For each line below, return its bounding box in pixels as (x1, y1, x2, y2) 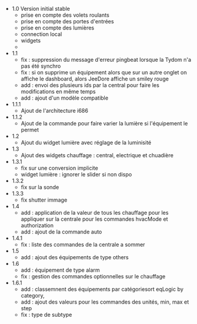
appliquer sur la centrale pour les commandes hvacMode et (20, 215, 168, 223)
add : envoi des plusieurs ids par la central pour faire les (20, 82, 160, 89)
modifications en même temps (20, 88, 96, 95)
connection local (20, 31, 62, 38)
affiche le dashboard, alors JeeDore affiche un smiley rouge (20, 75, 169, 82)
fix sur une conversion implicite (20, 164, 99, 172)
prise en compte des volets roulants (20, 11, 110, 19)
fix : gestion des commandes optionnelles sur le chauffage (20, 273, 166, 280)
